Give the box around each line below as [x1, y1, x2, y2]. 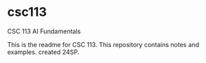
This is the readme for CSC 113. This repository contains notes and [7, 40, 200, 48]
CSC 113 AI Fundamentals [7, 27, 81, 35]
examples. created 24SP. [7, 48, 80, 56]
